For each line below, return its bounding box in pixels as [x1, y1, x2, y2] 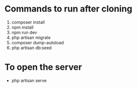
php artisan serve [11, 77, 47, 83]
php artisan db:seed [11, 45, 52, 50]
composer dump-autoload [11, 39, 64, 45]
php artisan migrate [11, 35, 51, 40]
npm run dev [11, 29, 37, 35]
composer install [11, 19, 45, 25]
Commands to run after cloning [4, 3, 133, 14]
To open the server [4, 62, 82, 73]
